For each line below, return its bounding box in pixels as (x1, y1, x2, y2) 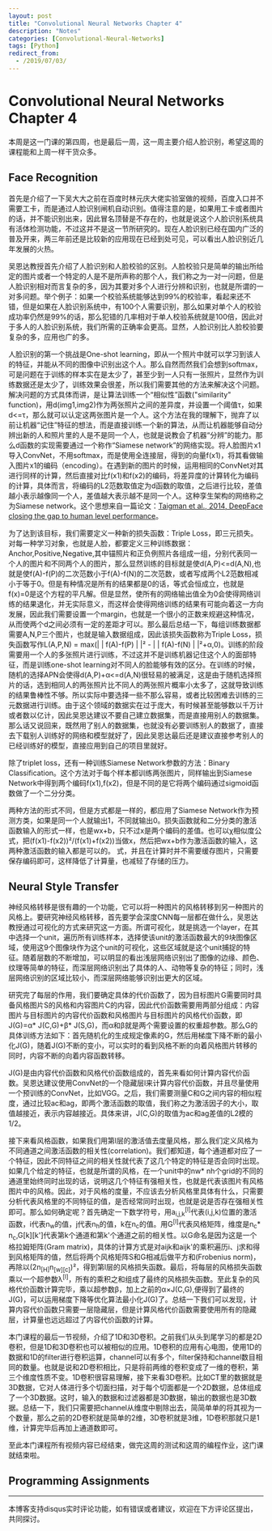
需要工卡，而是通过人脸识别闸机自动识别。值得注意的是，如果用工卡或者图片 (8, 203, 264, 213)
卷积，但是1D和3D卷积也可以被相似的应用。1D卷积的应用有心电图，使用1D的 (8, 1342, 262, 1351)
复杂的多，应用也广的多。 (8, 332, 94, 341)
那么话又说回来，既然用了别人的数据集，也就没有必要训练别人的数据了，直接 (8, 720, 264, 730)
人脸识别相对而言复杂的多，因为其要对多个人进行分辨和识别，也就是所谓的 (8, 281, 257, 291)
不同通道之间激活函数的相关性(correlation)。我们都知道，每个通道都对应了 (8, 1146, 256, 1156)
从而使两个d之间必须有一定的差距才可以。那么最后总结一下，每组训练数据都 (8, 619, 261, 629)
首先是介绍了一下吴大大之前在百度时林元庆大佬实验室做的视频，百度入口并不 (8, 193, 264, 203)
